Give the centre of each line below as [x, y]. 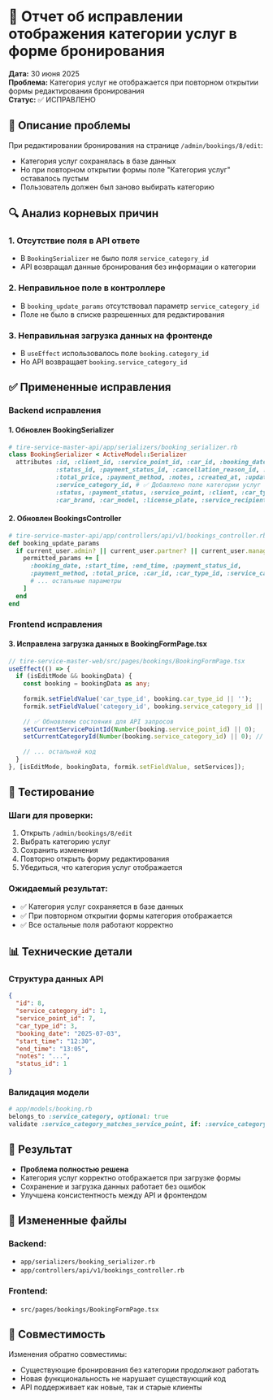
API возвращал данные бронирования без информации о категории [138, 267]
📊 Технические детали [70, 952]
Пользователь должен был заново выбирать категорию [117, 187]
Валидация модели [49, 1092]
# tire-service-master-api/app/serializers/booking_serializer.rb [123, 447]
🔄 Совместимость [57, 1335]
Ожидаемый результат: [58, 889]
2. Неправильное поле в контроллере [87, 288]
